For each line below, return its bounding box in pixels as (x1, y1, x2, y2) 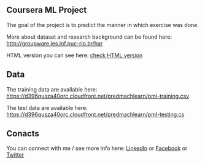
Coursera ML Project (6, 5, 87, 15)
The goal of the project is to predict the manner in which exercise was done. (6, 21, 199, 28)
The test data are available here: (6, 104, 88, 111)
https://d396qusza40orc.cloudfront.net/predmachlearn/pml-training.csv (6, 92, 190, 100)
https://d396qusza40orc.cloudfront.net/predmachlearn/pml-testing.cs (6, 111, 185, 118)
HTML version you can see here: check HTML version (6, 52, 143, 59)
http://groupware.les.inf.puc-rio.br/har (6, 39, 103, 47)
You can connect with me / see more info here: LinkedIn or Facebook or (6, 144, 188, 152)
